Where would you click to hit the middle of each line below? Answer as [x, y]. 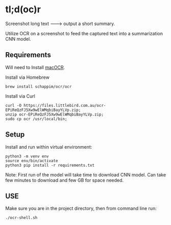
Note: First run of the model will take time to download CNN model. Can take [86, 174]
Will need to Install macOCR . [35, 67]
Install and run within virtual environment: [49, 147]
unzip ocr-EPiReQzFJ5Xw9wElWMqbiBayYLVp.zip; [54, 114]
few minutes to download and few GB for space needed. [65, 180]
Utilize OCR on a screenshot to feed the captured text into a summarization [84, 33]
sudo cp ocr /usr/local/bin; [36, 119]
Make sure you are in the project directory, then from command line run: [81, 209]
